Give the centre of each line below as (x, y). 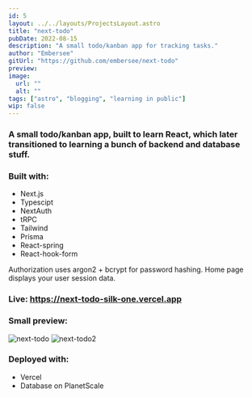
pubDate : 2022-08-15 (43, 38)
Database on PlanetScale (62, 386)
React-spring (42, 245)
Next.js (32, 194)
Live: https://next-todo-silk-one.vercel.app (95, 299)
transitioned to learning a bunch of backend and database (124, 145)
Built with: (29, 176)
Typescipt (37, 202)
